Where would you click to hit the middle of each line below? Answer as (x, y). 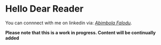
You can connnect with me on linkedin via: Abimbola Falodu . (69, 23)
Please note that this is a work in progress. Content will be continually (81, 32)
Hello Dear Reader (45, 9)
